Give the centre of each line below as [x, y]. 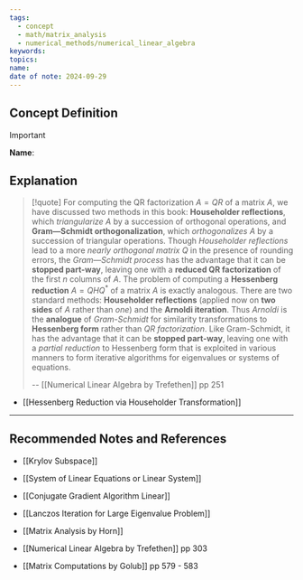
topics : [24, 60]
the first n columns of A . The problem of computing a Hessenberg [155, 279]
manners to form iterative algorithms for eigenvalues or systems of [155, 358]
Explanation [44, 180]
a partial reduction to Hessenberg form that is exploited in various [154, 348]
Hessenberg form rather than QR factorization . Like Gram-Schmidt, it [161, 329]
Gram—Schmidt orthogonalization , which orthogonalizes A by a [152, 231]
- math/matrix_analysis [62, 34]
